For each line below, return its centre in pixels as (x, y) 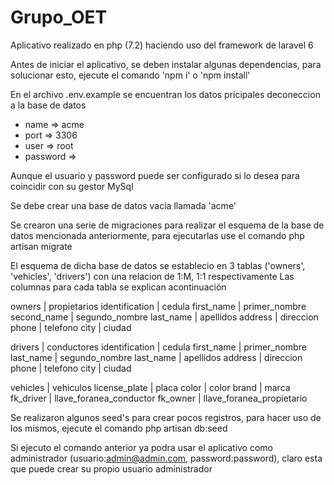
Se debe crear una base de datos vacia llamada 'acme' (123, 205)
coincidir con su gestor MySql (72, 186)
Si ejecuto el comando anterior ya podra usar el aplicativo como (141, 447)
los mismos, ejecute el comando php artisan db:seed (119, 428)
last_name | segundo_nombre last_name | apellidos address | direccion (156, 357)
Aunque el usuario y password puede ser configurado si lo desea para (155, 175)
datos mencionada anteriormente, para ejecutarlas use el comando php (157, 235)
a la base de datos (48, 105)
